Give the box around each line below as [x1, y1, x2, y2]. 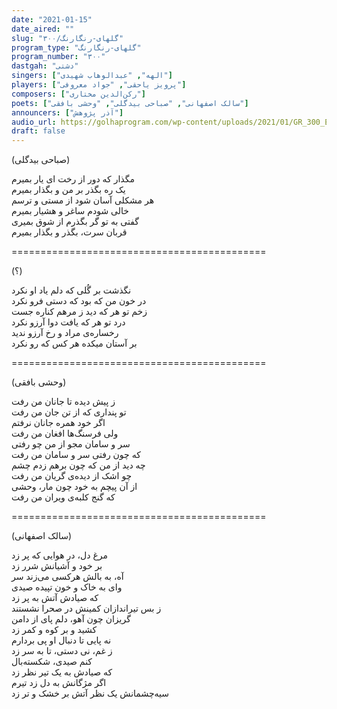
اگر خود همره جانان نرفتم [11, 417, 106, 429]
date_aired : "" [11, 24, 75, 34]
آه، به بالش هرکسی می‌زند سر [11, 571, 124, 583]
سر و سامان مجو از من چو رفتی [11, 438, 131, 450]
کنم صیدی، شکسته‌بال [11, 656, 93, 668]
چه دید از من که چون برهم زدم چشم [11, 459, 146, 471]
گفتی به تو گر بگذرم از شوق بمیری [11, 216, 139, 228]
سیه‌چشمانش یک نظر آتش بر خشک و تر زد [11, 687, 170, 700]
